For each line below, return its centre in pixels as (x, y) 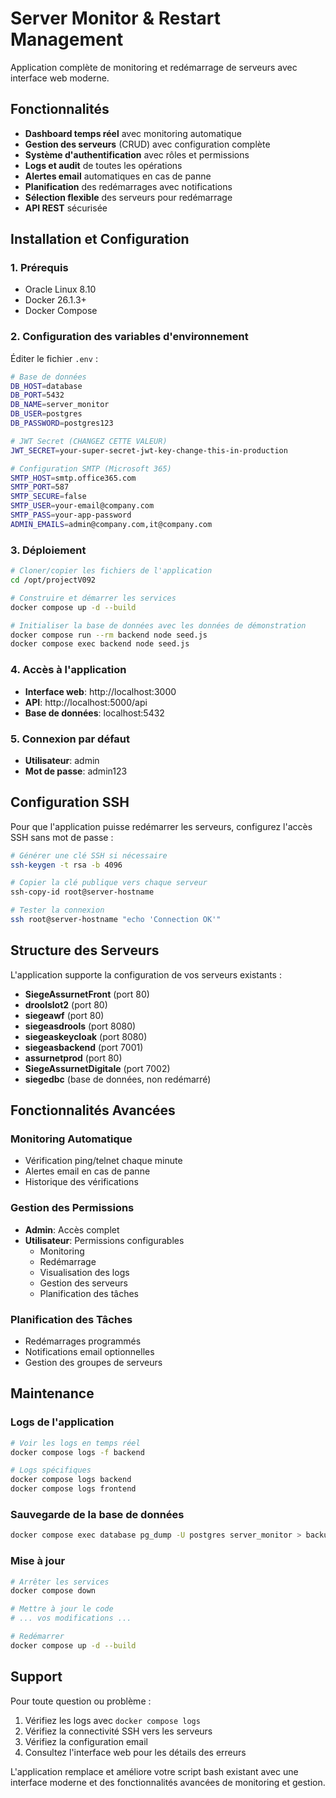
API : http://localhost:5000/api (86, 702)
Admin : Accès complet (72, 1229)
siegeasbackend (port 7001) (84, 1047)
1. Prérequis (39, 268)
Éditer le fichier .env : (54, 358)
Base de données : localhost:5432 (94, 713)
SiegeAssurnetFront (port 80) (87, 994)
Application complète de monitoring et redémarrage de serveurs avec (154, 67)
